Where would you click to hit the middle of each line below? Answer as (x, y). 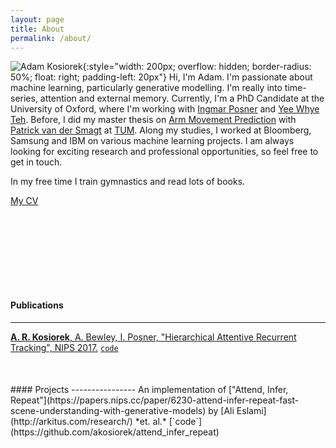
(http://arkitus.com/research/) (71, 421)
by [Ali (221, 410)
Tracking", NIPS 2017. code (64, 347)
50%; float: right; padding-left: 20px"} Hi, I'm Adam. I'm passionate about (161, 77)
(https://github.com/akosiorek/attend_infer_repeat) (115, 432)
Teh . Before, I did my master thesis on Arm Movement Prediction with (153, 120)
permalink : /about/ (51, 38)
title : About (37, 29)
